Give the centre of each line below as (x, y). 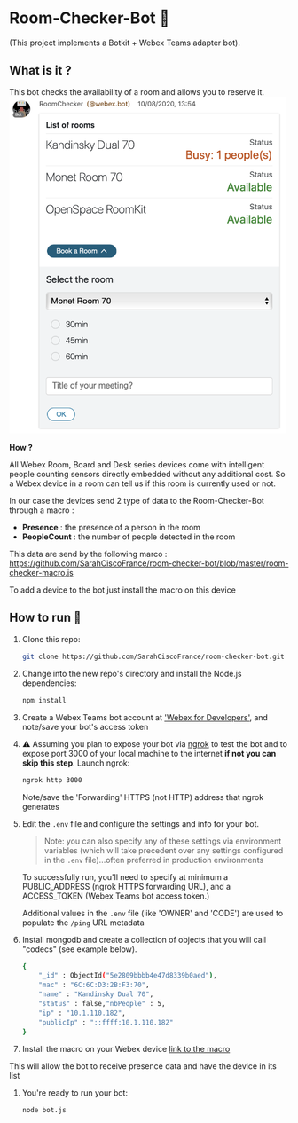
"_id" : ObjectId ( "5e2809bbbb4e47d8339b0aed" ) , (128, 976)
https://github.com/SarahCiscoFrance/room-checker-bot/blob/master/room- (149, 563)
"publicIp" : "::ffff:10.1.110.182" (106, 1022)
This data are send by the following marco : (88, 554)
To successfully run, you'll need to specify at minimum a (125, 876)
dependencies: (49, 683)
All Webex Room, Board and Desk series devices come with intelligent (137, 465)
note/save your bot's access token (85, 726)
